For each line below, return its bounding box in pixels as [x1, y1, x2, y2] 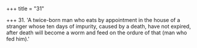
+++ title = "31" [6, 5, 45, 12]
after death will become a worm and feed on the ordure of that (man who [6, 29, 187, 36]
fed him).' [6, 36, 30, 42]
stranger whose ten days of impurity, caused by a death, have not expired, [6, 23, 191, 30]
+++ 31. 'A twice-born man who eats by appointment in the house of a [6, 17, 181, 23]
